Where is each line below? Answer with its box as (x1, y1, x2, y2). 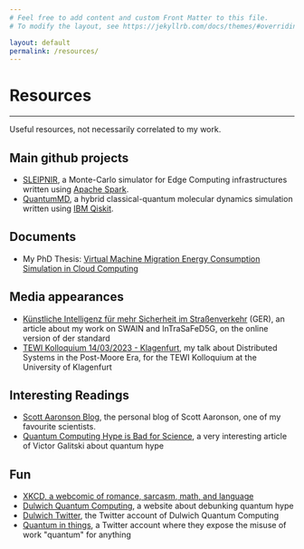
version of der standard (22, 332, 110, 343)
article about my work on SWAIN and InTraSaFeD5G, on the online (22, 323, 269, 333)
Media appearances (9, 289, 124, 304)
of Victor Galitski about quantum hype (22, 440, 165, 451)
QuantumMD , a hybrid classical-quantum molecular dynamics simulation (22, 194, 293, 204)
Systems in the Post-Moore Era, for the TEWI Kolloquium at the (22, 352, 258, 362)
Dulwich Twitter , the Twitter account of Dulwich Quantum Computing (22, 510, 279, 521)
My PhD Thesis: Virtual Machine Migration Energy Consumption (22, 253, 261, 264)
